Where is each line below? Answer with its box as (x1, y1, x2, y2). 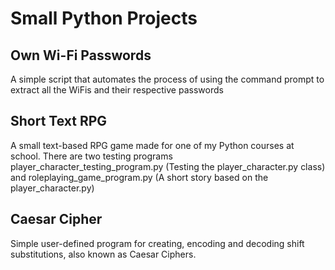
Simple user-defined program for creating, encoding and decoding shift (10, 237, 305, 249)
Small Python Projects (10, 7, 198, 30)
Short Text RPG (10, 113, 108, 130)
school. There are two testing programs (10, 150, 173, 162)
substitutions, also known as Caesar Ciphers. (10, 248, 197, 260)
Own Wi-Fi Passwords (10, 47, 152, 64)
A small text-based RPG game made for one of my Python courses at (10, 139, 295, 151)
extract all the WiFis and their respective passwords (10, 84, 224, 96)
